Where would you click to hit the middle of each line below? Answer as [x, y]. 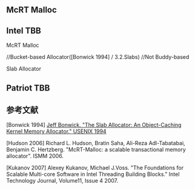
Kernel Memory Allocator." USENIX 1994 [57, 131]
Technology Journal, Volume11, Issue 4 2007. [62, 181]
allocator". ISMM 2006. [35, 156]
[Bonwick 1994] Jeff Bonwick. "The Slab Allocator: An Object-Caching [94, 125]
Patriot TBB [28, 88]
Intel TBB [24, 31]
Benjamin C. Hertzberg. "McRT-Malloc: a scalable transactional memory [96, 150]
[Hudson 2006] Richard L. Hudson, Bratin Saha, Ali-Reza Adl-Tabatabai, [96, 143]
